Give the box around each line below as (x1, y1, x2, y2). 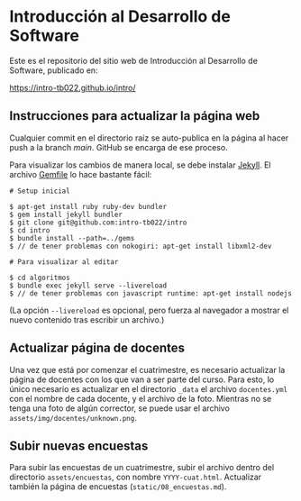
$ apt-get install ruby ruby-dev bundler (9, 202, 168, 211)
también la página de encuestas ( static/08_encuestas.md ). (9, 481, 227, 492)
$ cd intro (9, 225, 50, 235)
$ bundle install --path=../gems (9, 233, 135, 242)
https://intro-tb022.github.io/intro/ (9, 82, 136, 93)
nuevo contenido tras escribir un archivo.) (9, 314, 165, 325)
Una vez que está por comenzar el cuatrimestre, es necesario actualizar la (9, 364, 286, 375)
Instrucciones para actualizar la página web (9, 108, 260, 123)
